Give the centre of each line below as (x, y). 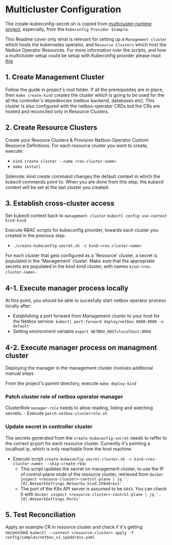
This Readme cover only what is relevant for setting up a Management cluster (86, 39)
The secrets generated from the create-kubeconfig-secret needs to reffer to (86, 438)
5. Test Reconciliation (41, 514)
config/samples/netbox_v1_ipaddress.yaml (50, 538)
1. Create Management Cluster (55, 77)
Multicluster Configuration (63, 10)
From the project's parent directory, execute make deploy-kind (71, 383)
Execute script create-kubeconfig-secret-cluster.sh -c (72, 459)
